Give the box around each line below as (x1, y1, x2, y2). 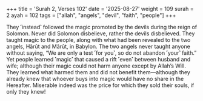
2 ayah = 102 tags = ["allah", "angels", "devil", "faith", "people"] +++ (6, 12, 176, 19)
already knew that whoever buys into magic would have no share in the (6, 75, 184, 82)
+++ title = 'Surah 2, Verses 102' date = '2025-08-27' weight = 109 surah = (6, 5, 194, 12)
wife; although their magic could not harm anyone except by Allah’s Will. (6, 62, 187, 69)
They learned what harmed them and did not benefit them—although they (6, 69, 191, 75)
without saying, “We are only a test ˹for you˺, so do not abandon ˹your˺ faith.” (6, 49, 197, 57)
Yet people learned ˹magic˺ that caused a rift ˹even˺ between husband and (6, 56, 191, 63)
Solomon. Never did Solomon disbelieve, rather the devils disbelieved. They (6, 30, 195, 37)
